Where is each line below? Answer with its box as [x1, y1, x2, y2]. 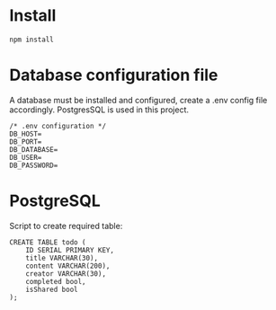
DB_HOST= [9, 129, 42, 138]
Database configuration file [9, 65, 218, 85]
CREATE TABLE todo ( [9, 237, 87, 247]
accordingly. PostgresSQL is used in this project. [9, 104, 190, 115]
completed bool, [25, 277, 87, 286]
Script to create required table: [9, 220, 123, 231]
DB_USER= [9, 153, 42, 162]
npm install [9, 35, 54, 44]
